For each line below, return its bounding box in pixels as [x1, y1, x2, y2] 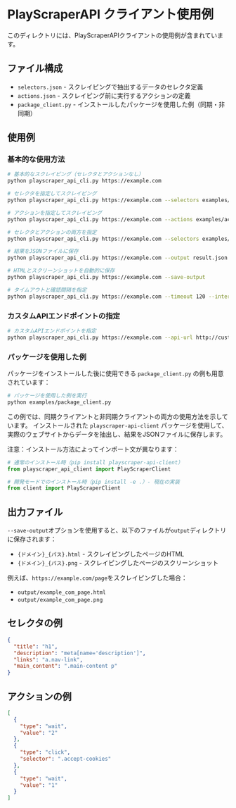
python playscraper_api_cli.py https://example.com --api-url [7, 334, 193, 341]
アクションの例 [7, 690, 72, 702]
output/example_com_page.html [17, 589, 107, 596]
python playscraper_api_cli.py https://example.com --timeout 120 [7, 293, 206, 300]
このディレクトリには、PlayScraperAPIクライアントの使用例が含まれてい [7, 31, 218, 39]
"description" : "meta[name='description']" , [13, 649, 146, 657]
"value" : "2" [20, 729, 58, 736]
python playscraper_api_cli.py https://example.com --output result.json [7, 254, 228, 261]
